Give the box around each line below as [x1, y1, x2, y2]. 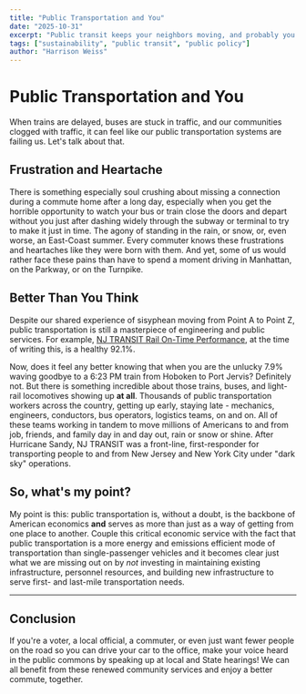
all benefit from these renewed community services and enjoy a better [9, 664, 273, 675]
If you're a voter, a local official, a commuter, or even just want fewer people [9, 635, 294, 647]
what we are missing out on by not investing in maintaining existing [9, 556, 261, 567]
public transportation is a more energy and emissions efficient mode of [9, 537, 276, 548]
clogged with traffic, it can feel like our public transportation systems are [9, 127, 282, 138]
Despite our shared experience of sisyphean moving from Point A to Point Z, [9, 314, 295, 325]
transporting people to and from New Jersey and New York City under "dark [9, 448, 296, 459]
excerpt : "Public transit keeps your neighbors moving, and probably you [9, 30, 296, 39]
